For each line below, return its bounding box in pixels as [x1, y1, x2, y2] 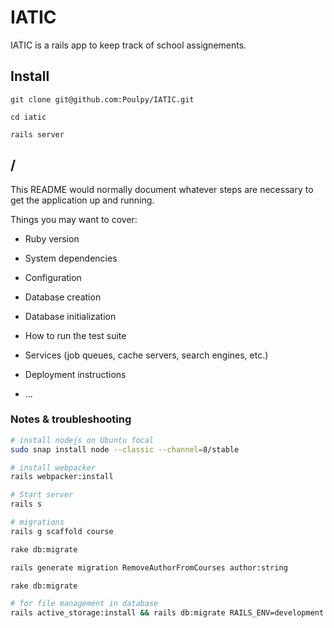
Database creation [24, 291, 102, 303]
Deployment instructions [24, 368, 127, 380]
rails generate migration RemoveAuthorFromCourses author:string [10, 562, 288, 573]
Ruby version [24, 232, 80, 245]
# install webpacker [10, 462, 97, 473]
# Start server [10, 490, 74, 500]
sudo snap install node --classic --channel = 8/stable [10, 444, 240, 455]
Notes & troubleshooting [10, 412, 132, 426]
